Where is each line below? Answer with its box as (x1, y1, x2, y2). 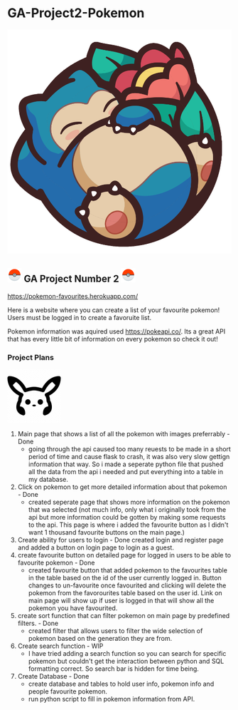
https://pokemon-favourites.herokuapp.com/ (7, 292, 139, 300)
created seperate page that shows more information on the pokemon (28, 498, 230, 507)
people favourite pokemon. (28, 687, 108, 696)
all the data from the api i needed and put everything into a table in (28, 468, 224, 476)
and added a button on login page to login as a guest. (17, 543, 174, 552)
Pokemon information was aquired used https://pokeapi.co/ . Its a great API (7, 326, 226, 336)
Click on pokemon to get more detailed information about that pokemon (17, 483, 227, 491)
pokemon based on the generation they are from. (28, 634, 173, 643)
